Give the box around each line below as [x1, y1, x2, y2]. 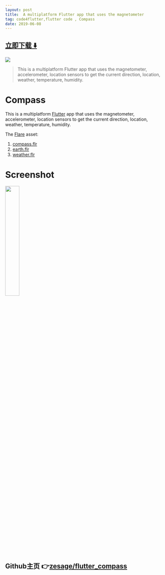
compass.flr [12, 141, 37, 147]
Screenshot [5, 169, 54, 181]
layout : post [5, 7, 32, 13]
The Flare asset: [5, 131, 38, 137]
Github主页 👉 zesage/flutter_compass [5, 562, 127, 570]
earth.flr [12, 146, 29, 152]
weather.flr [12, 152, 35, 158]
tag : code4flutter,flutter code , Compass [5, 17, 95, 22]
